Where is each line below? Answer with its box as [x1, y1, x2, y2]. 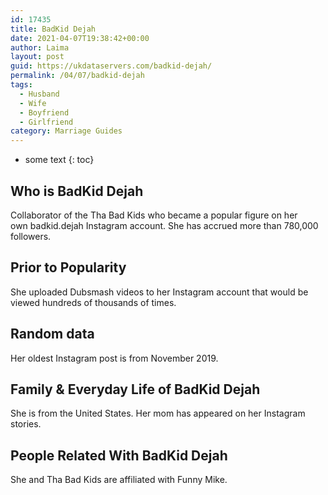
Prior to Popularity [10, 259, 127, 276]
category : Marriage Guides [10, 126, 123, 136]
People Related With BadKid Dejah [10, 447, 228, 464]
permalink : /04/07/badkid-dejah [10, 71, 145, 81]
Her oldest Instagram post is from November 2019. [10, 352, 219, 364]
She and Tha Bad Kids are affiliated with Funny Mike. [10, 474, 228, 486]
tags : [10, 80, 33, 90]
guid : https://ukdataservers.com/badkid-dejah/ [10, 61, 213, 71]
